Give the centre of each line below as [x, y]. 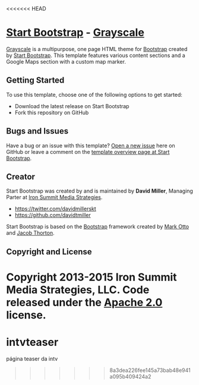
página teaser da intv [32, 358]
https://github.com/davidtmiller [53, 215]
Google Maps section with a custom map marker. [66, 61]
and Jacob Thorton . [30, 233]
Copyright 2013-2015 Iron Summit [91, 277]
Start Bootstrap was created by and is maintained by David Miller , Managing [99, 191]
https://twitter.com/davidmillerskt [55, 209]
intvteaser [32, 343]
